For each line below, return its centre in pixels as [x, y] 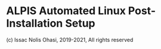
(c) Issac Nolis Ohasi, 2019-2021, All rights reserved [70, 40]
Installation [35, 23]
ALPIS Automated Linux [66, 11]
